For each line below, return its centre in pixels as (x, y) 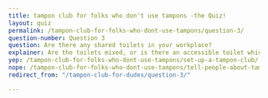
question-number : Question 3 (57, 38)
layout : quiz (30, 23)
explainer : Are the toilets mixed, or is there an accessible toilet (126, 53)
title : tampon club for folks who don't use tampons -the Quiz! (117, 16)
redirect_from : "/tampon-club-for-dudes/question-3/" (100, 75)
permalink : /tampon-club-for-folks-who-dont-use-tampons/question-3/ (126, 30)
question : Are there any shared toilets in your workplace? (110, 45)
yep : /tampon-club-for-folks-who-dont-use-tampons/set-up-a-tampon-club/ (134, 61)
